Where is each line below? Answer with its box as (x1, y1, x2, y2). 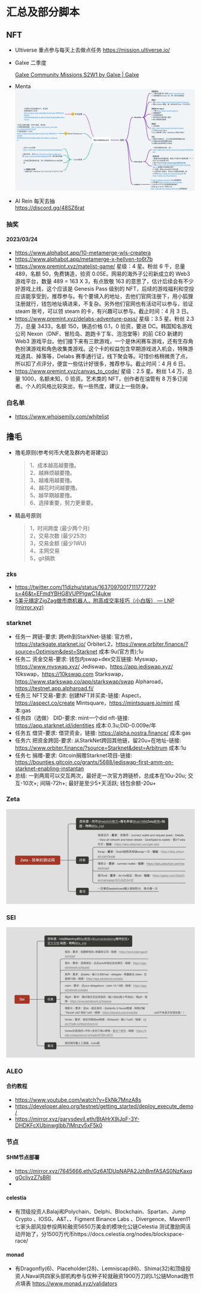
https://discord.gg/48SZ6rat (14, 205, 85, 212)
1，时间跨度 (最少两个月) (29, 524, 90, 531)
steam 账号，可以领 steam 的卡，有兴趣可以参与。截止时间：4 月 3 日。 (14, 307, 192, 315)
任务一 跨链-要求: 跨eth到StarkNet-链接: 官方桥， (14, 633, 136, 641)
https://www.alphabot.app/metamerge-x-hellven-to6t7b (14, 255, 153, 263)
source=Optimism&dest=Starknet (14, 648, 98, 655)
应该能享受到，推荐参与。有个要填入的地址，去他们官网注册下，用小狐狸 (14, 292, 193, 300)
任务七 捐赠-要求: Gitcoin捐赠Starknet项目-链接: (14, 752, 133, 759)
